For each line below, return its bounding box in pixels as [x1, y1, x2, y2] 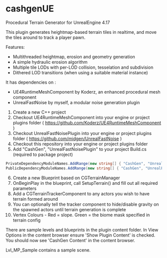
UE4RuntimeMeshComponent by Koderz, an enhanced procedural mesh [12, 89, 161, 95]
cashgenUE [5, 3, 54, 14]
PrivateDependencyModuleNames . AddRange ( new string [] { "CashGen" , [5, 161, 146, 166]
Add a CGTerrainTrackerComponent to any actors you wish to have [12, 190, 150, 197]
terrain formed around [12, 196, 58, 202]
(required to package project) [12, 151, 73, 157]
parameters [12, 185, 37, 191]
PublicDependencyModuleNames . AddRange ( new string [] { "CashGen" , [5, 165, 143, 171]
